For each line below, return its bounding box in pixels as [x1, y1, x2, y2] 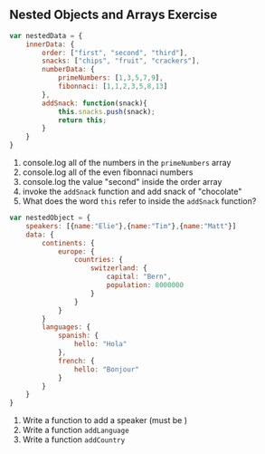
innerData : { [25, 40, 75, 49]
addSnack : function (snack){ [42, 99, 147, 108]
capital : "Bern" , [106, 272, 172, 282]
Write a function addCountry [22, 434, 126, 445]
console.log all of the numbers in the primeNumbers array [22, 158, 232, 169]
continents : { [42, 238, 95, 247]
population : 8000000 [106, 281, 184, 290]
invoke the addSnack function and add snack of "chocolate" [22, 186, 242, 198]
